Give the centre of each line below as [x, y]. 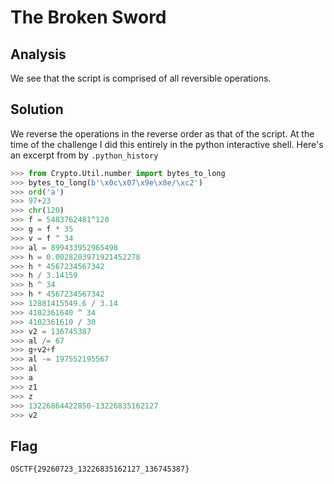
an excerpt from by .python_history [84, 155]
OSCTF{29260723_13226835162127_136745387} [100, 469]
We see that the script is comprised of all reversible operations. [141, 78]
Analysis [38, 54]
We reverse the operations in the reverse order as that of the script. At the [162, 133]
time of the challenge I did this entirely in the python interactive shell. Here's [167, 144]
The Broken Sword [88, 17]
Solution [37, 109]
